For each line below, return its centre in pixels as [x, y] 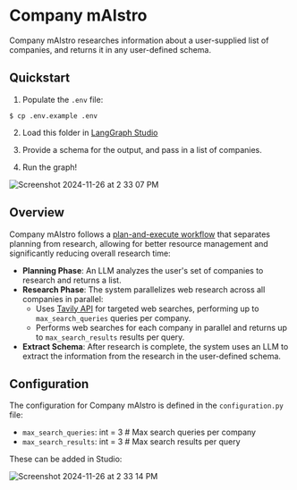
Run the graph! [50, 167]
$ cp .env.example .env [54, 116]
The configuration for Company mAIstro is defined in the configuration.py [147, 406]
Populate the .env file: [63, 99]
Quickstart [40, 78]
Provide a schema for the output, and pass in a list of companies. [142, 149]
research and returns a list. [72, 280]
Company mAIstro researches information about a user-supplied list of [139, 40]
